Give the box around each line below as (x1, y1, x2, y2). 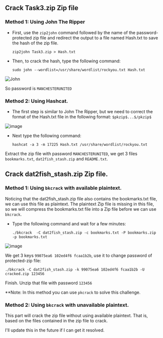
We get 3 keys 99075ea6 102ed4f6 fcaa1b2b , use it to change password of (5, 252, 152, 258)
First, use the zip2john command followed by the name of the (12, 29, 136, 36)
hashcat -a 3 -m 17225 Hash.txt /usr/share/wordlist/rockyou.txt (12, 142, 147, 147)
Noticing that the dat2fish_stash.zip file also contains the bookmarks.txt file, (5, 196, 157, 201)
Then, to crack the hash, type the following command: (12, 58, 121, 64)
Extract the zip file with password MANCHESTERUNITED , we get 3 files (5, 151, 138, 157)
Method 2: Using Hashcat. (5, 98, 68, 104)
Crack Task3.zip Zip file (5, 4, 79, 12)
